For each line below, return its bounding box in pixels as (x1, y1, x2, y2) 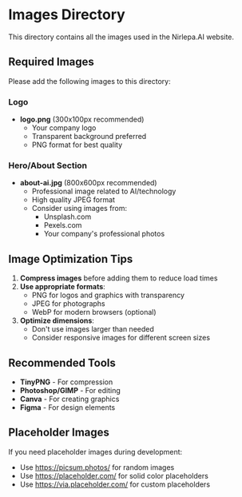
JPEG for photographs (31, 299, 105, 308)
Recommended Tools (8, 356, 116, 369)
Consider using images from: (31, 204, 128, 213)
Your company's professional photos (43, 229, 165, 239)
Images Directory (8, 6, 125, 24)
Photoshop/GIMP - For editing (19, 385, 121, 395)
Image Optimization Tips (8, 252, 133, 265)
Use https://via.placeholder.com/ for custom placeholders (19, 479, 210, 489)
